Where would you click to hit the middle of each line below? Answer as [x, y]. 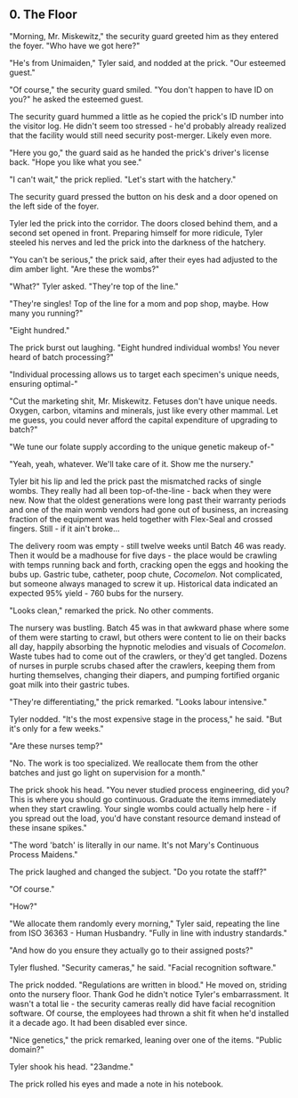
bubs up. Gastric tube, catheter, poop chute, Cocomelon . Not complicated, [146, 574]
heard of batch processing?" [61, 356]
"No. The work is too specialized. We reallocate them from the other [134, 763]
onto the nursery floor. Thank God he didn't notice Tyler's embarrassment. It [149, 994]
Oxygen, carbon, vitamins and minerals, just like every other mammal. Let [144, 410]
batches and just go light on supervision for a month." [108, 772]
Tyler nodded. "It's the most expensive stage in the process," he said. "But [145, 719]
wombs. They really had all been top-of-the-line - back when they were [140, 490]
